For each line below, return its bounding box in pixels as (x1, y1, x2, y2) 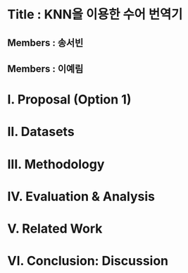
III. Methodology (7, 156, 105, 172)
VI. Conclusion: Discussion (7, 253, 169, 269)
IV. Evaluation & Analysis (7, 188, 156, 205)
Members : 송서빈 (7, 37, 84, 49)
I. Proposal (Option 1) (7, 92, 132, 108)
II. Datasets (7, 124, 75, 140)
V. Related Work (7, 220, 103, 236)
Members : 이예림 (7, 63, 84, 75)
